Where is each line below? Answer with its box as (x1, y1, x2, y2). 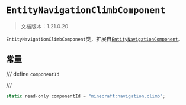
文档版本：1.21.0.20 (20, 22, 69, 29)
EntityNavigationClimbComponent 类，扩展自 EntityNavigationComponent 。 (6, 35, 184, 42)
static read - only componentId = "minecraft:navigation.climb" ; (6, 93, 166, 99)
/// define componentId (6, 70, 60, 77)
